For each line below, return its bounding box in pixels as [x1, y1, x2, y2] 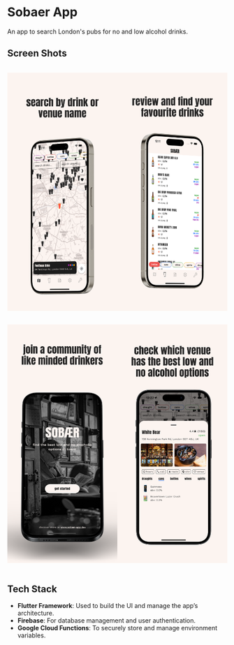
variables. [17, 631, 46, 639]
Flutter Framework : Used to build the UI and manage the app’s [17, 601, 198, 609]
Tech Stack [7, 583, 57, 595]
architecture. [17, 609, 54, 617]
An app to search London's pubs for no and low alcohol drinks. [7, 27, 189, 36]
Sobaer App [7, 4, 78, 20]
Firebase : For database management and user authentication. [17, 616, 196, 625]
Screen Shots [7, 47, 68, 59]
